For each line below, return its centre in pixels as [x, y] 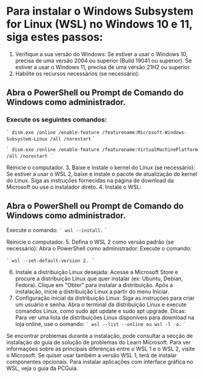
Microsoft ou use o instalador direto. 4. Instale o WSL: [74, 187]
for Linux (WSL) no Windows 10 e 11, [100, 24]
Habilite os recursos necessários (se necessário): [77, 73]
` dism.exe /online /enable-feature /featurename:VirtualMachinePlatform [102, 150]
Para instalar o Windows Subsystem [100, 11]
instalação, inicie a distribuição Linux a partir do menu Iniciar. [92, 292]
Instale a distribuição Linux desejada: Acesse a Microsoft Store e [97, 272]
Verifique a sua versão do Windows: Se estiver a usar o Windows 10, [101, 54]
